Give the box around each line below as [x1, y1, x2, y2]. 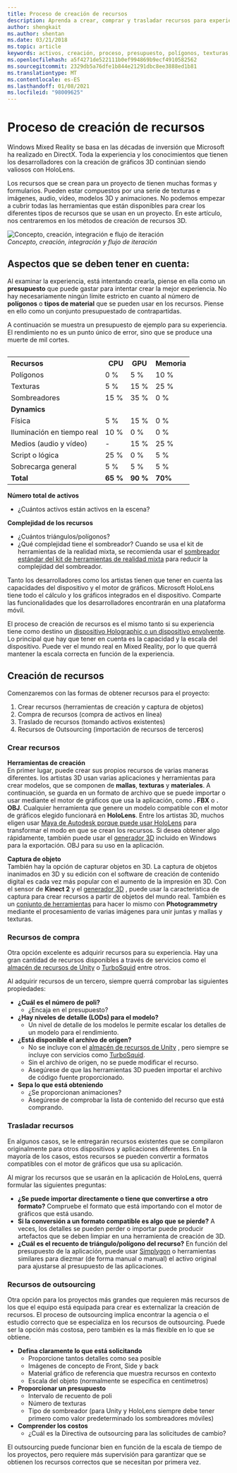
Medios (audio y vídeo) [11, 438, 88, 448]
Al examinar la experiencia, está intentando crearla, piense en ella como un [7, 277, 226, 285]
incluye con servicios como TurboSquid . [28, 1051, 146, 1059]
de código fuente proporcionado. [28, 1074, 125, 1082]
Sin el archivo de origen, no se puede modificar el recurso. [28, 1058, 199, 1066]
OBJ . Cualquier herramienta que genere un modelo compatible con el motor [7, 803, 229, 812]
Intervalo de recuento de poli [28, 1391, 112, 1400]
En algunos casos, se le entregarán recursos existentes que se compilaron [7, 1137, 224, 1146]
